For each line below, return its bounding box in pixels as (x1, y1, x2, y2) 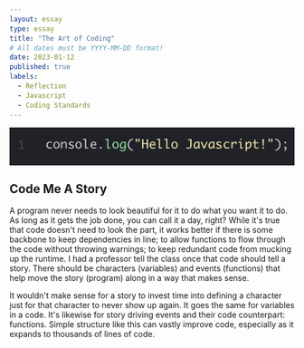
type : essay (9, 24, 54, 34)
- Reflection (17, 82, 67, 91)
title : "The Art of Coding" (9, 34, 116, 43)
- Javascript (17, 91, 67, 100)
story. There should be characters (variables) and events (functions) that (9, 263, 280, 274)
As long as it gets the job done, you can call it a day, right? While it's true (9, 215, 280, 226)
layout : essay (9, 14, 63, 24)
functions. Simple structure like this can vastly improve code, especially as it (9, 319, 294, 330)
